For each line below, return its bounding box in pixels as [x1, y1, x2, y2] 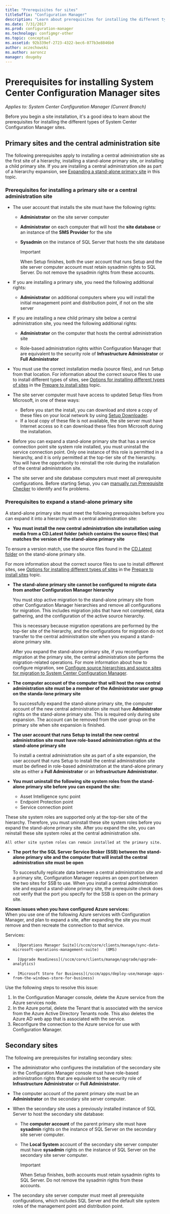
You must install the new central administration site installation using [12, 525, 161, 531]
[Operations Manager [17, 942, 61, 948]
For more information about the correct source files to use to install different [5, 561, 164, 567]
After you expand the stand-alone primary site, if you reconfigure [12, 648, 149, 654]
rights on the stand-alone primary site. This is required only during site [12, 711, 160, 717]
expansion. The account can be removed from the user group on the [12, 717, 156, 723]
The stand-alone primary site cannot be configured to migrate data [12, 581, 157, 588]
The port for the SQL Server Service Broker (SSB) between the [12, 849, 146, 855]
